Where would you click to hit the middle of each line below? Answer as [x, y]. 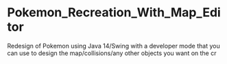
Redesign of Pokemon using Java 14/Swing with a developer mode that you [114, 46]
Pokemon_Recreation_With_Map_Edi [114, 13]
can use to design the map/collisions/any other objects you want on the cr [112, 53]
